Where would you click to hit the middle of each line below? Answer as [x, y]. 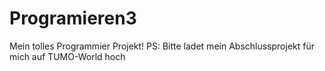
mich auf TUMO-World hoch [67, 56]
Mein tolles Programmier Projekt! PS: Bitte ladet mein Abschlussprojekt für [162, 46]
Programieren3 [73, 18]
